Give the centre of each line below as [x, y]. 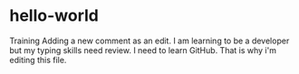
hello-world [54, 16]
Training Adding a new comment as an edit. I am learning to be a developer [149, 41]
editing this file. [38, 60]
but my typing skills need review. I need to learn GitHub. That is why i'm [143, 50]
